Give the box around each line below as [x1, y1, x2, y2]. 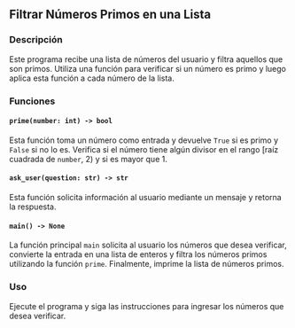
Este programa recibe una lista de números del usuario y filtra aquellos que [9, 53, 283, 65]
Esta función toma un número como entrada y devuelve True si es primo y [9, 135, 279, 145]
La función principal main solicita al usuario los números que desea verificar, [9, 239, 288, 251]
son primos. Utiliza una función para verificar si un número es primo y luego [9, 63, 286, 74]
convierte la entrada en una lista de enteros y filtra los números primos [9, 249, 268, 260]
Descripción [9, 34, 64, 46]
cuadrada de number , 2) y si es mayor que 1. [9, 153, 168, 164]
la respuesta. [9, 201, 57, 212]
